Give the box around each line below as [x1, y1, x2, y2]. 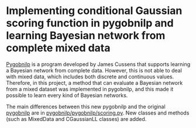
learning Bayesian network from [6, 29, 166, 42]
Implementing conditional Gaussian [6, 4, 183, 18]
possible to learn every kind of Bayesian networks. [6, 92, 128, 99]
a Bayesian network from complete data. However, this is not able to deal [6, 67, 183, 74]
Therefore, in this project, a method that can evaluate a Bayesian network [6, 79, 183, 86]
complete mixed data [6, 41, 111, 55]
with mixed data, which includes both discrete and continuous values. [6, 73, 174, 80]
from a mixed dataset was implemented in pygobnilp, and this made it [6, 85, 174, 92]
